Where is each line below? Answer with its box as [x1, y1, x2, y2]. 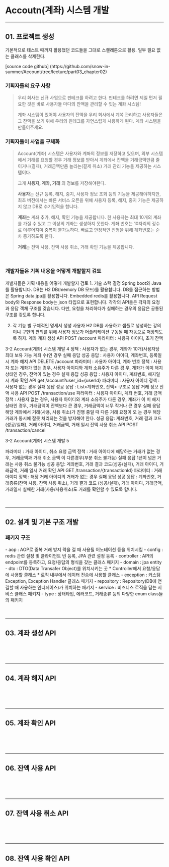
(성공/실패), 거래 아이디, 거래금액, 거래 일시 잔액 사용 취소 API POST [5, 421, 138, 427]
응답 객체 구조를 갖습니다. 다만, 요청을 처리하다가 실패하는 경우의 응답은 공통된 [10, 305, 163, 311]
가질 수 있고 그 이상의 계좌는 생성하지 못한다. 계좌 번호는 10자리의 [23, 221, 151, 227]
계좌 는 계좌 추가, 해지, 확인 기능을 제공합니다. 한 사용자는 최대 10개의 [17, 214, 152, 220]
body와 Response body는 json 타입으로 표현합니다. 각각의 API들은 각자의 [5, 299, 151, 305]
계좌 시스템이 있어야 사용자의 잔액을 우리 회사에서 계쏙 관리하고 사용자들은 [17, 112, 163, 118]
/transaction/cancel [5, 427, 46, 433]
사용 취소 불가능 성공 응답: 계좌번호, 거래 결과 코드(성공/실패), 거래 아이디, [14, 461, 158, 467]
